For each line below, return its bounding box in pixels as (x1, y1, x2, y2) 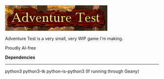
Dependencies (5, 54, 36, 60)
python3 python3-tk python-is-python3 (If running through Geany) (5, 68, 139, 74)
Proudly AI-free (5, 45, 36, 51)
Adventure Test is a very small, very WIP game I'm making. (5, 36, 123, 41)
